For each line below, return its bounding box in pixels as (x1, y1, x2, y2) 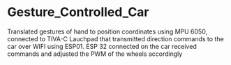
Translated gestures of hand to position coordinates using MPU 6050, (7, 27, 208, 36)
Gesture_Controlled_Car (7, 4, 149, 20)
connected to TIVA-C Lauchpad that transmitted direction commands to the (7, 34, 225, 43)
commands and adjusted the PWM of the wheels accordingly (7, 50, 183, 58)
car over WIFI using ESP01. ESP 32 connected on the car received (7, 42, 197, 50)
